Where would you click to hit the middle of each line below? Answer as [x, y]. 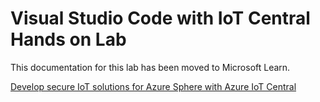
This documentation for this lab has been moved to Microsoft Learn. [150, 67]
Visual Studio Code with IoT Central [160, 18]
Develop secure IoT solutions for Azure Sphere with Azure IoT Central [153, 86]
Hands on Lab [68, 39]
